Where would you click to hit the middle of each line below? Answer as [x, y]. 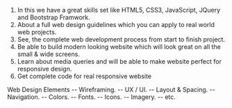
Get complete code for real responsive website [84, 76]
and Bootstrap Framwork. [53, 17]
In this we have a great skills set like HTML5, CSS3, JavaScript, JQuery [119, 10]
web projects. [37, 32]
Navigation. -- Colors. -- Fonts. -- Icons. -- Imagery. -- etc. [91, 97]
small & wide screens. [48, 54]
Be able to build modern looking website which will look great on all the [119, 47]
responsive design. [44, 69]
